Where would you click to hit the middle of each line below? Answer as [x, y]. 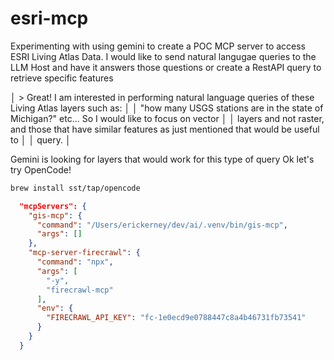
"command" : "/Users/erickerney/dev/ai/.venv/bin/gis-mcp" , [162, 225]
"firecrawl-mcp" [80, 290]
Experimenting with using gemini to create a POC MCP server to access [158, 46]
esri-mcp [49, 18]
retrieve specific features [62, 78]
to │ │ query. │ [41, 139]
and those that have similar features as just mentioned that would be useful [165, 129]
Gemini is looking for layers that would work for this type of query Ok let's [162, 159]
